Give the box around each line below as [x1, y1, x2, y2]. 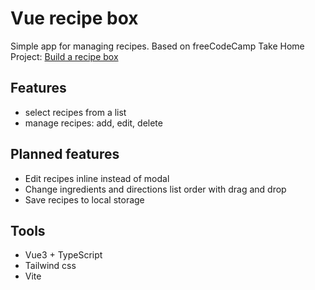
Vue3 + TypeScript [24, 249, 103, 261]
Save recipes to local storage [24, 193, 145, 206]
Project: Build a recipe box [10, 50, 119, 62]
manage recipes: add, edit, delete [24, 117, 163, 129]
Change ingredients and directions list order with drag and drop [24, 183, 287, 195]
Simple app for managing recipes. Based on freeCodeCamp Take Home [10, 40, 305, 52]
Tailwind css [24, 260, 77, 272]
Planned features [10, 146, 120, 163]
